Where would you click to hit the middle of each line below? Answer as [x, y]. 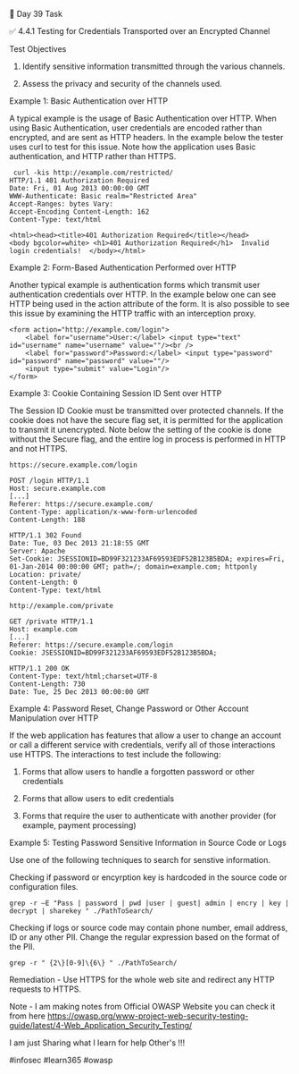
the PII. [22, 947]
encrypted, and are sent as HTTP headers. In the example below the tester [146, 137]
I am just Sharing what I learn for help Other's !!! [97, 1043]
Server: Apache [37, 551]
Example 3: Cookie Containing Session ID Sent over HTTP [116, 393]
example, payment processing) [79, 825]
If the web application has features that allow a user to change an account [145, 735]
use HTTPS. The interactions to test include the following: [115, 754]
